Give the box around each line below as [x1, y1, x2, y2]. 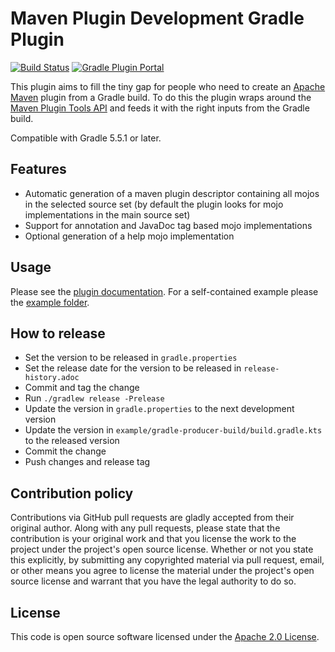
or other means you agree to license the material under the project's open [10, 565, 315, 577]
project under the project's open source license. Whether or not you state [10, 543, 314, 556]
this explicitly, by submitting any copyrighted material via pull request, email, [10, 554, 325, 566]
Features [10, 161, 67, 178]
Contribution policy [10, 485, 134, 502]
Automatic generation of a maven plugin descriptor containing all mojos [24, 187, 320, 199]
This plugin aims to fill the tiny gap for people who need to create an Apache [10, 80, 326, 92]
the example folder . [10, 296, 90, 308]
